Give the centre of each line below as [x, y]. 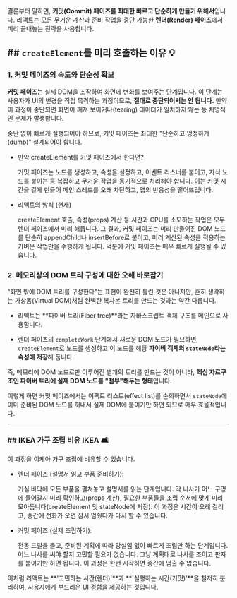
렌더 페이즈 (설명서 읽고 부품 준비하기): [71, 474]
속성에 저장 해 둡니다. [46, 357]
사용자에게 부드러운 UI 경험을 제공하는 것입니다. [93, 587]
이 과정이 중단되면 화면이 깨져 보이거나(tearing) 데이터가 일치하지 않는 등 [107, 109]
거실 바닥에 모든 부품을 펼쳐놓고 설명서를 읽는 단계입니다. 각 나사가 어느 [115, 489]
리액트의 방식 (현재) [44, 205]
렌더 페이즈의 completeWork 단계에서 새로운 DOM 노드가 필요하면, [108, 339]
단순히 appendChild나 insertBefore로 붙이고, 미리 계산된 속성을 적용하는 [125, 237]
